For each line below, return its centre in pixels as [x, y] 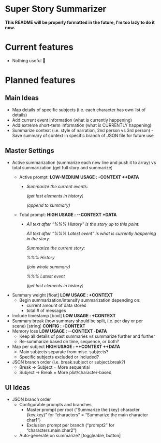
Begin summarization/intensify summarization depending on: [80, 300]
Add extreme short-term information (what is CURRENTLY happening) [82, 125]
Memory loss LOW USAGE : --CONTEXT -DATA [59, 331]
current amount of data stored [57, 305]
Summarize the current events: [57, 186]
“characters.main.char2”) [51, 430]
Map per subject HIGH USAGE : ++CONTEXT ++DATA [66, 346]
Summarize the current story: [56, 248]
